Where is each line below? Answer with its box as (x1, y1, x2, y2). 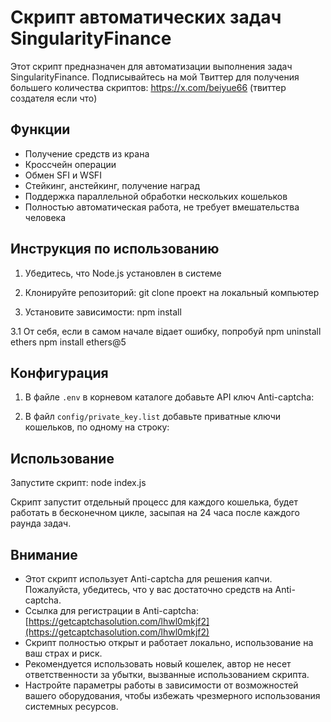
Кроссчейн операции (24, 158, 117, 170)
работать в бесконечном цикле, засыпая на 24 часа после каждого (10, 507, 300, 519)
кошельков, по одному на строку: (24, 421, 170, 433)
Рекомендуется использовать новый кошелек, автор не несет (24, 658, 292, 670)
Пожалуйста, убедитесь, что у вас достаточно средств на (24, 584, 273, 595)
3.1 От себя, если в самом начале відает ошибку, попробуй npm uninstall (10, 325, 322, 337)
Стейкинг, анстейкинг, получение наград (24, 179, 200, 191)
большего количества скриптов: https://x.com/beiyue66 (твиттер (10, 81, 287, 93)
